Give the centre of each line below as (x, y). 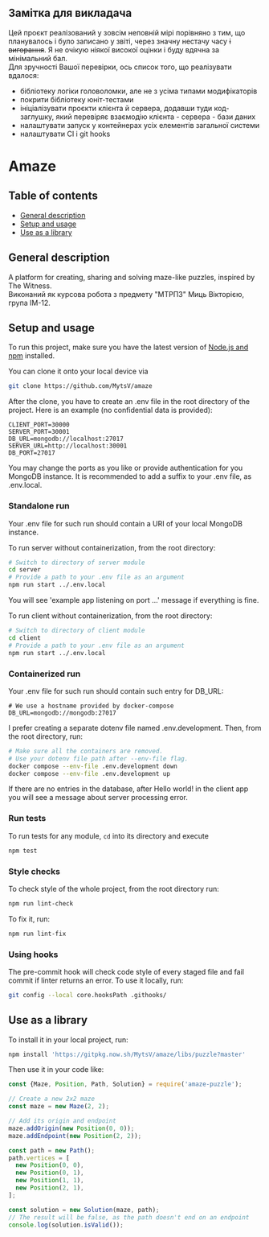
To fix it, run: (29, 919)
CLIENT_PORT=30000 (39, 425)
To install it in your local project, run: (68, 1039)
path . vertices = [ (39, 1158)
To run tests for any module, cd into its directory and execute (108, 835)
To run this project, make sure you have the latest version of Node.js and (128, 347)
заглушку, (37, 117)
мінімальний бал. (38, 58)
